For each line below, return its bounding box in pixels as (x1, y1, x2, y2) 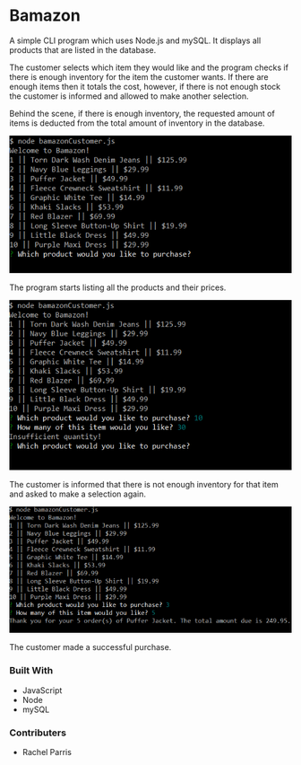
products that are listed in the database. (9, 44, 157, 55)
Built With (9, 664, 54, 677)
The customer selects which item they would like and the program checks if (9, 62, 289, 73)
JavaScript (21, 684, 63, 696)
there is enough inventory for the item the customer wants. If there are (9, 71, 269, 82)
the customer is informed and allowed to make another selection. (9, 91, 249, 101)
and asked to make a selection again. (9, 488, 146, 499)
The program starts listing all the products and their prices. (9, 282, 227, 293)
